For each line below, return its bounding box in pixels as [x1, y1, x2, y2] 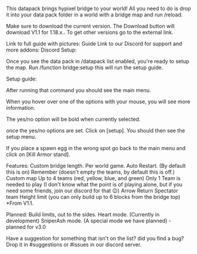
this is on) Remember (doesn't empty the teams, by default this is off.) [6, 168, 175, 175]
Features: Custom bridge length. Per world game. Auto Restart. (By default [6, 162, 186, 169]
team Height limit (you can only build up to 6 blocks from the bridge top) [6, 194, 181, 200]
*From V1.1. [6, 199, 34, 206]
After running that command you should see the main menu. [6, 87, 151, 93]
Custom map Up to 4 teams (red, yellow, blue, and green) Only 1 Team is [6, 175, 181, 181]
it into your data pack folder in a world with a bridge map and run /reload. [6, 11, 183, 18]
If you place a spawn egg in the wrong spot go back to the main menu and [6, 145, 186, 151]
